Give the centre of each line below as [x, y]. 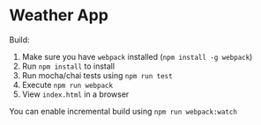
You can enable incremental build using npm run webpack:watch [123, 111]
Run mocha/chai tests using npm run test [97, 75]
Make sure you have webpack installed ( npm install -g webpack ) [137, 56]
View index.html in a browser [75, 94]
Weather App [59, 15]
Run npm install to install [68, 66]
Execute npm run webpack [67, 85]
